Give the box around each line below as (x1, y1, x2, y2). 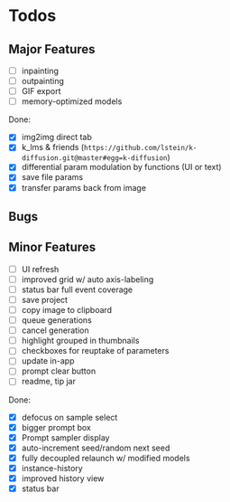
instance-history (21, 462, 83, 473)
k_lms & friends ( (21, 142, 85, 153)
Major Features (8, 42, 96, 57)
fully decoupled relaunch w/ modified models (21, 452, 190, 463)
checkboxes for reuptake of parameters (21, 346, 170, 356)
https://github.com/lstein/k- (83, 144, 198, 153)
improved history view (21, 472, 105, 484)
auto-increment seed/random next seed (21, 442, 170, 453)
